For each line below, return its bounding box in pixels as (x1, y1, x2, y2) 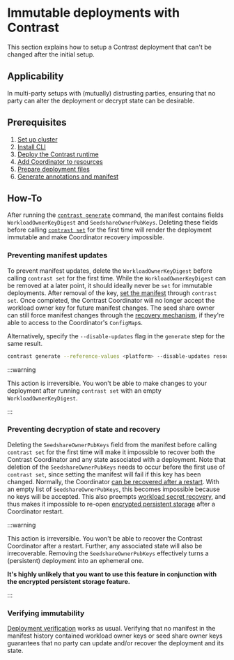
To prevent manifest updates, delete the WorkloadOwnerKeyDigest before (7, 267, 212, 275)
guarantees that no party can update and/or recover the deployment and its (7, 639, 224, 647)
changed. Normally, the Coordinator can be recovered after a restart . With (7, 477, 219, 486)
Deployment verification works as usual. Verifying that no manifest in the (7, 624, 216, 633)
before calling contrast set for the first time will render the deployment (7, 225, 212, 234)
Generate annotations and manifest (17, 172, 119, 181)
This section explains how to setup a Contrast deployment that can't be (7, 43, 212, 51)
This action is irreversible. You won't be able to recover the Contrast (7, 534, 203, 542)
